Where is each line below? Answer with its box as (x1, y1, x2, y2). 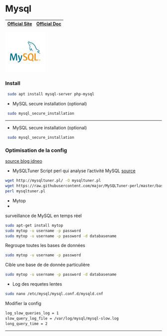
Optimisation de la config (5, 147, 67, 154)
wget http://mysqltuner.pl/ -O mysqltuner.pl (5, 178, 101, 183)
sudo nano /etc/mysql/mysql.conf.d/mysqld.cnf (5, 292, 103, 297)
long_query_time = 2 (5, 321, 48, 326)
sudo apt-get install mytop (5, 223, 64, 228)
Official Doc (36, 21, 62, 27)
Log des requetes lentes (12, 281, 62, 287)
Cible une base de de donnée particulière (5, 262, 90, 268)
